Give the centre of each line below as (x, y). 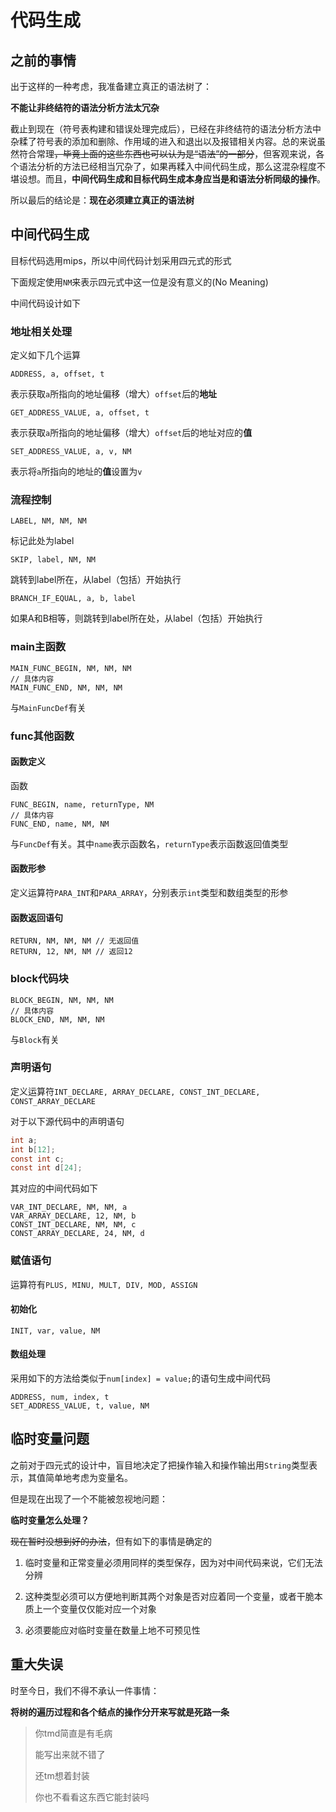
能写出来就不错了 (70, 1754)
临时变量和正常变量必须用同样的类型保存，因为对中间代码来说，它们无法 (173, 1562)
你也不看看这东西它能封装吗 (92, 1797)
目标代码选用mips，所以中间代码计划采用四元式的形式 (121, 260)
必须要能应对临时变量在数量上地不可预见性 (112, 1630)
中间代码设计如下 (45, 303)
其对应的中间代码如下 (54, 1188)
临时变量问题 (50, 1439)
